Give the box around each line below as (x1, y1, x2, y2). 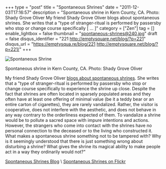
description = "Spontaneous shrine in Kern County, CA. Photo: (32, 9, 160, 15)
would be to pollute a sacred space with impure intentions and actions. (5, 117, 150, 123)
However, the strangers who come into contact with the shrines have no (5, 122, 152, 128)
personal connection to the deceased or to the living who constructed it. (5, 128, 153, 133)
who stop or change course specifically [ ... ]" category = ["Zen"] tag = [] (5, 25, 155, 31)
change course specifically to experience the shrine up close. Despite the (5, 86, 156, 91)
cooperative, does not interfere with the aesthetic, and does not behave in (5, 107, 157, 113)
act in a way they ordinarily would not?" (5, 149, 86, 155)
